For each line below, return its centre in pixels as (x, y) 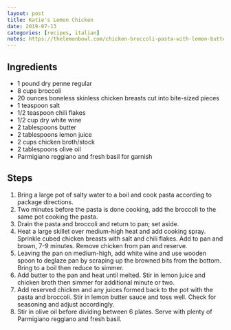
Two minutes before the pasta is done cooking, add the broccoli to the (117, 209)
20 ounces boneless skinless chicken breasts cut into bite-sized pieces (118, 98)
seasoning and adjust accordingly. (66, 304)
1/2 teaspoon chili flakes (51, 112)
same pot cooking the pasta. (57, 217)
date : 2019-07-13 (32, 26)
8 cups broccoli (39, 91)
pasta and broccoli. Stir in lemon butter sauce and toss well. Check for (117, 297)
